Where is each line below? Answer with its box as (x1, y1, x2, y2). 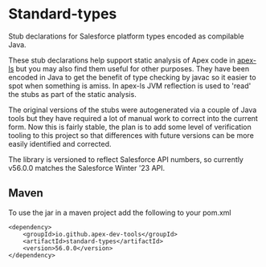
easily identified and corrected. (8, 139, 112, 148)
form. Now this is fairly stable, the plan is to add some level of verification (8, 122, 252, 131)
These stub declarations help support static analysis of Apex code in (8, 55, 235, 65)
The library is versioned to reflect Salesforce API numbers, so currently (8, 154, 243, 164)
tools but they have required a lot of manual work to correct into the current (8, 113, 259, 123)
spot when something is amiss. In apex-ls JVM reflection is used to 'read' (8, 81, 252, 91)
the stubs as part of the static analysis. (8, 89, 137, 99)
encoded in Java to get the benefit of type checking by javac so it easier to (8, 72, 256, 82)
